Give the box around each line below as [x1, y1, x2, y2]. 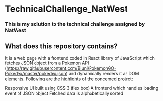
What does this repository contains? [5, 42, 118, 50]
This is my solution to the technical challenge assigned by [5, 21, 145, 28]
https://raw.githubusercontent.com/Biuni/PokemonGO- [6, 65, 117, 71]
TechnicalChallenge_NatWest [5, 3, 128, 15]
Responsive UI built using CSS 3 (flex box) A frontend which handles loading [5, 85, 159, 91]
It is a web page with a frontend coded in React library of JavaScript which [5, 55, 155, 61]
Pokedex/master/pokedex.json [5, 70, 66, 76]
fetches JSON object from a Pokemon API [5, 60, 89, 66]
